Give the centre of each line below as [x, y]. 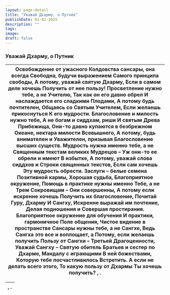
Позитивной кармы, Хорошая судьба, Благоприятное [85, 178]
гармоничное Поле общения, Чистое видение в [85, 222]
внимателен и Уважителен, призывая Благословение [85, 139]
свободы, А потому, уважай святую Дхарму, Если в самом [85, 82]
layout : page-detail [27, 10]
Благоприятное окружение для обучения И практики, [85, 216]
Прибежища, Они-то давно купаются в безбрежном [85, 127]
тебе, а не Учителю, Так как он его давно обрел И [85, 95]
